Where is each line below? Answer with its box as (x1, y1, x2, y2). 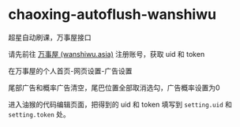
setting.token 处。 (8, 109, 71, 119)
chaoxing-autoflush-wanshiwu (8, 6, 217, 24)
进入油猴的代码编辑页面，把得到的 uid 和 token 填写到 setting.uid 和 (8, 99, 233, 109)
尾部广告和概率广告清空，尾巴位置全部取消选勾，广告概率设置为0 (8, 83, 220, 92)
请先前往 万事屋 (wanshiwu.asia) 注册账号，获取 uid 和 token (8, 49, 205, 58)
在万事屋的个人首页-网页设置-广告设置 (8, 65, 133, 76)
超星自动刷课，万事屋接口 (8, 32, 92, 42)
